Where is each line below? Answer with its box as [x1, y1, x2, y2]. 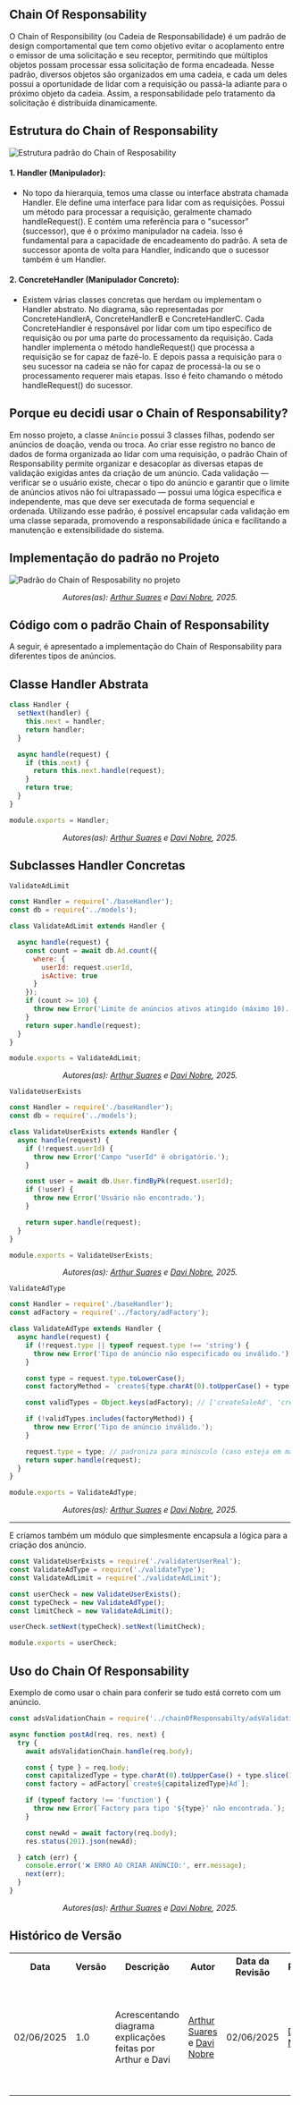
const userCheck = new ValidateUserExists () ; [9, 1590, 181, 1599]
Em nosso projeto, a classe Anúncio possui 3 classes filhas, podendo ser [9, 429, 275, 440]
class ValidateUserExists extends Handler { [9, 1127, 178, 1137]
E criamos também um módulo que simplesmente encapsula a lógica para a [9, 1530, 288, 1541]
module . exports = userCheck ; [9, 1639, 118, 1648]
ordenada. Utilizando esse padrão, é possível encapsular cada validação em [9, 505, 290, 516]
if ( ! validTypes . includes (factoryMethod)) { [25, 1414, 194, 1423]
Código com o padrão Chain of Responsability [9, 617, 270, 633]
